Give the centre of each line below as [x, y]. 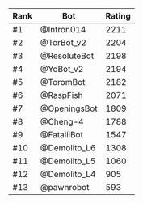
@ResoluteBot [67, 56]
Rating [118, 16]
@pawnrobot [65, 187]
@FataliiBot [61, 135]
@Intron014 [63, 30]
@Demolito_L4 [68, 174]
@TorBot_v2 [63, 42]
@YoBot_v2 [62, 69]
